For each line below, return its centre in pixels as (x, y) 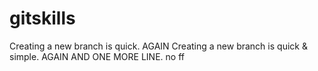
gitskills (42, 18)
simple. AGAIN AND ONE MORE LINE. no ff (97, 56)
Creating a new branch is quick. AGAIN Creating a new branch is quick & (158, 46)
